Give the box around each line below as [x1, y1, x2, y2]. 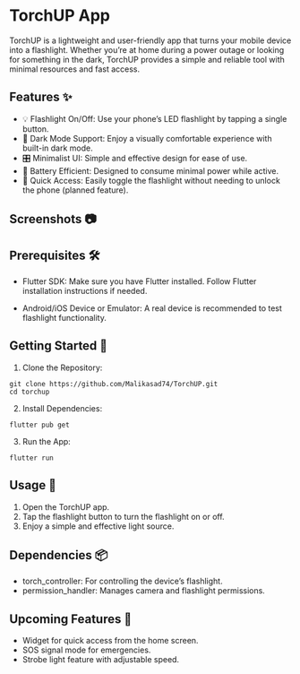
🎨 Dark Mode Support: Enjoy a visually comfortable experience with [21, 133, 272, 143]
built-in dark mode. [21, 143, 93, 153]
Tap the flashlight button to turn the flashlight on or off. [21, 511, 226, 522]
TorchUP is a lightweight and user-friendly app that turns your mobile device [9, 35, 292, 46]
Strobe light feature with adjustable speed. [21, 654, 180, 665]
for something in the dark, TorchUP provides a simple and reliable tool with [9, 54, 285, 65]
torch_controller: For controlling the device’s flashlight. [21, 575, 223, 587]
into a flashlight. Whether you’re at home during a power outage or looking [9, 44, 285, 55]
